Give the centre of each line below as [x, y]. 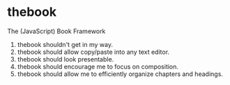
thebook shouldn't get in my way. [65, 44]
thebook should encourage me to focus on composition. [98, 66]
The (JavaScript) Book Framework [56, 31]
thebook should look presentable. [66, 59]
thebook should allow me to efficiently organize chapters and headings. [120, 74]
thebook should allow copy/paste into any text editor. [93, 52]
